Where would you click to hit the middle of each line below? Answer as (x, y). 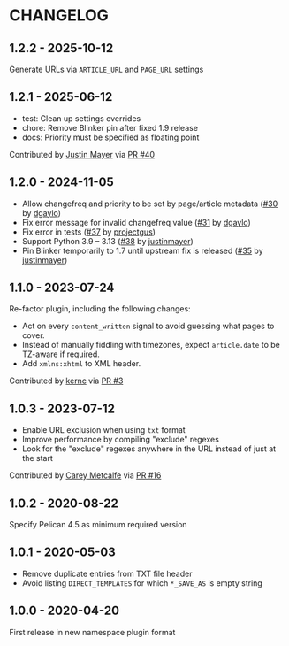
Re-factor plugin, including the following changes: (100, 309)
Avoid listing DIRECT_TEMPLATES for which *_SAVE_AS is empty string (142, 583)
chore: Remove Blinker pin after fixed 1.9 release (110, 127)
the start (37, 458)
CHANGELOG (59, 15)
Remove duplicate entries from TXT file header (107, 573)
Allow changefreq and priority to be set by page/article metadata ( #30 (150, 204)
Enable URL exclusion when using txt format (103, 430)
